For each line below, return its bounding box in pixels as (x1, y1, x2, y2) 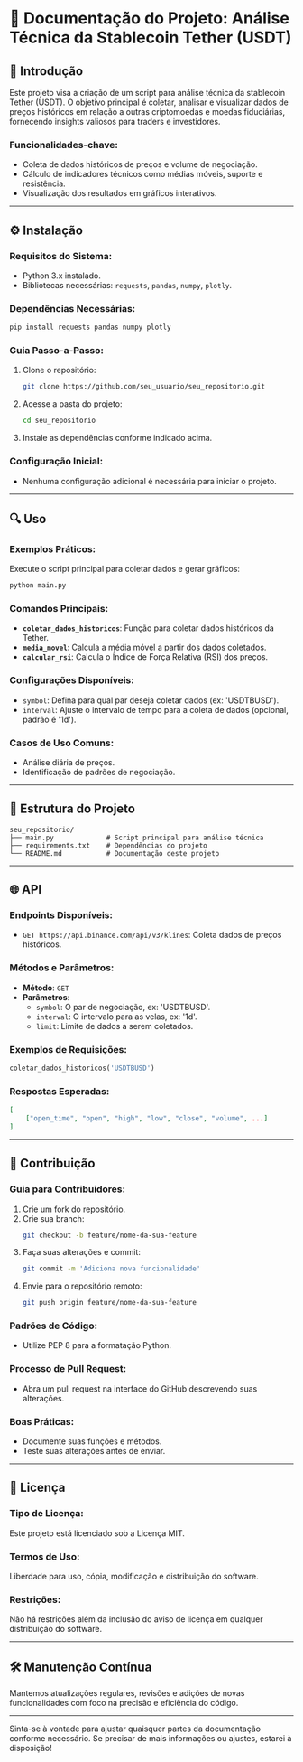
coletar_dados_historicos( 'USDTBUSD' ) (9, 1064, 155, 1073)
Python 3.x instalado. (22, 270, 102, 281)
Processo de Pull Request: (9, 1363, 127, 1375)
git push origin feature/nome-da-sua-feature (22, 1298, 197, 1307)
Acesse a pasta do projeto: (22, 398, 124, 409)
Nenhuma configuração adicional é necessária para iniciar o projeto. (22, 475, 277, 486)
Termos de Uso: (9, 1550, 80, 1562)
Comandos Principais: (9, 602, 109, 614)
